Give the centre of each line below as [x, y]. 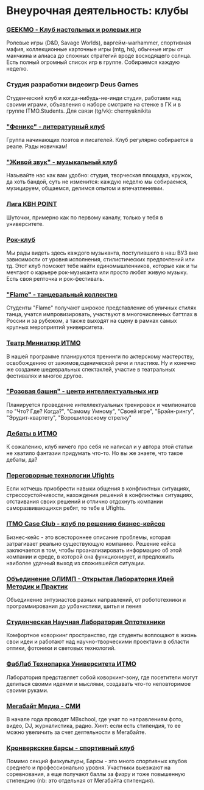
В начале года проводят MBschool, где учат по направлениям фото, [95, 719]
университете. [25, 224]
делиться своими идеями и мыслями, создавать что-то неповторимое [99, 683]
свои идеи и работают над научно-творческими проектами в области [98, 642]
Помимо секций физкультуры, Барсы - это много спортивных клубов [97, 761]
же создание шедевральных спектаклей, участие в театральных [91, 369]
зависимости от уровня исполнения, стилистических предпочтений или [100, 259]
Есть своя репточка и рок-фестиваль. [55, 278]
